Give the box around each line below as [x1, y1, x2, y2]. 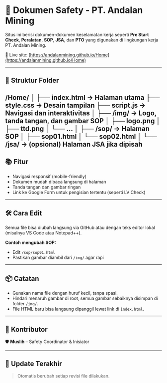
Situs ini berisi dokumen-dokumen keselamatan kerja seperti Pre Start [5, 31, 149, 37]
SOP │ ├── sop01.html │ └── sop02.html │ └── [5, 132, 158, 141]
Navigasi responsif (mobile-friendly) [12, 173, 87, 179]
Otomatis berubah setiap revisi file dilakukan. [17, 373, 110, 379]
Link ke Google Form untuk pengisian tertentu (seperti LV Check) [12, 189, 146, 195]
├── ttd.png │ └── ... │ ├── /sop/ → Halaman [5, 124, 150, 133]
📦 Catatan [5, 274, 39, 283]
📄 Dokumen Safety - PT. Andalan [5, 4, 143, 16]
